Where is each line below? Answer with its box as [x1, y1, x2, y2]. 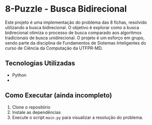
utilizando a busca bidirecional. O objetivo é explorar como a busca [5, 24, 139, 30]
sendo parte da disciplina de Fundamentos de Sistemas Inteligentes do [5, 40, 147, 46]
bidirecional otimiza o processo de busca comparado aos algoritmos [5, 30, 142, 35]
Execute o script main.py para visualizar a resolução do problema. [12, 114, 144, 120]
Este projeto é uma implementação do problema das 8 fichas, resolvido [5, 19, 147, 25]
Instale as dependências [12, 109, 61, 115]
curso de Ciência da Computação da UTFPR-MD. [5, 45, 103, 51]
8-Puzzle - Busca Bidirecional [5, 3, 127, 15]
